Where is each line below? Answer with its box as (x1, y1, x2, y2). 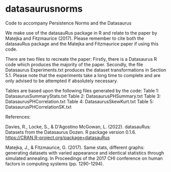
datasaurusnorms (5, 3, 83, 15)
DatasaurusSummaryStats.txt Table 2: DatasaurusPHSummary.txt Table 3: (5, 93, 161, 99)
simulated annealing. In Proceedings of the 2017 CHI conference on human (5, 155, 163, 161)
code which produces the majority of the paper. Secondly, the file (5, 61, 143, 67)
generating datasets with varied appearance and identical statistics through (5, 150, 164, 156)
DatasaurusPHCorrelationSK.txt (5, 104, 71, 110)
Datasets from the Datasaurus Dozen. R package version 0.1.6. (5, 129, 136, 135)
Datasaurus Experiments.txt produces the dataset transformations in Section (5, 67, 166, 73)
